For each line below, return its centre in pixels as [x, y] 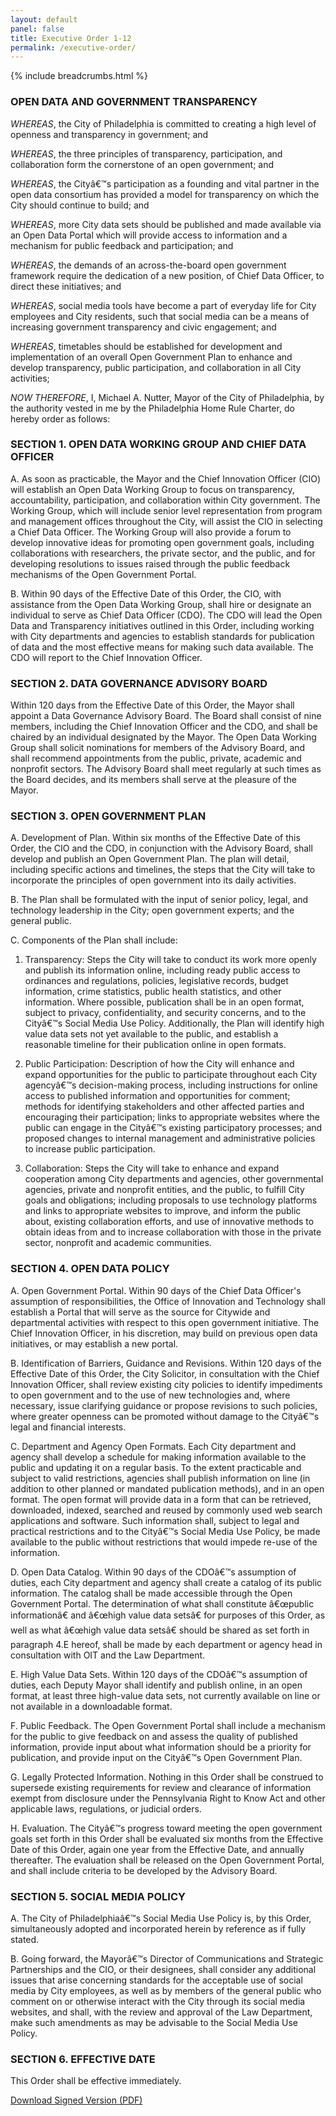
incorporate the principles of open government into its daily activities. [153, 880]
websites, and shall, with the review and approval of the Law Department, [161, 2012]
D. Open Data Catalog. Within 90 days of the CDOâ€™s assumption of [153, 1572]
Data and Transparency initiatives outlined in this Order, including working [162, 625]
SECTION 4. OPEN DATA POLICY [90, 1269]
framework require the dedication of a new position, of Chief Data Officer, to [167, 275]
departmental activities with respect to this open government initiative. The [165, 1322]
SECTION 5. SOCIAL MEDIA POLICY [98, 1896]
